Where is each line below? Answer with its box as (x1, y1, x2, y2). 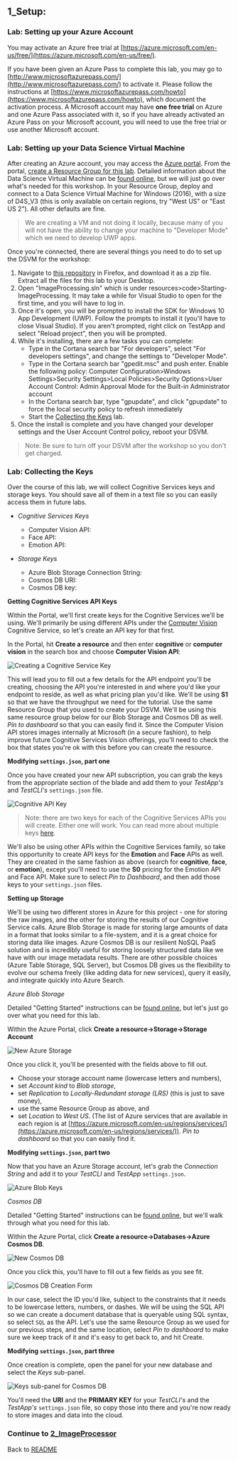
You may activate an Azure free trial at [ (7, 43, 124, 52)
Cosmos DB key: (28, 583, 77, 592)
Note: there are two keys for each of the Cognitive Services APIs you (24, 813, 227, 822)
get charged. (24, 449, 63, 457)
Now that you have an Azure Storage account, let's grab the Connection (7, 1162, 218, 1171)
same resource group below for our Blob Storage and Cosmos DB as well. (7, 713, 224, 721)
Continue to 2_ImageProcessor (7, 1429, 117, 1439)
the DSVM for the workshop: (7, 254, 91, 263)
